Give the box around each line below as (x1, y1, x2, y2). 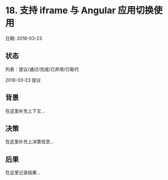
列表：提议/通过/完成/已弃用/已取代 (5, 66, 79, 72)
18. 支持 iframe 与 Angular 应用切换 (5, 5, 154, 16)
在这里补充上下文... (5, 108, 45, 114)
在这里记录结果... (5, 169, 41, 176)
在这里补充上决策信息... (5, 139, 55, 145)
